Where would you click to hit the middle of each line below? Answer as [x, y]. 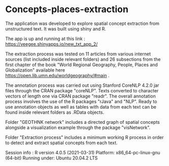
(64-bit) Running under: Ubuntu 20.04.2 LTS [52, 158]
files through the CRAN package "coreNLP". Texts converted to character [82, 90]
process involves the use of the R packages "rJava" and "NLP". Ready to [81, 101]
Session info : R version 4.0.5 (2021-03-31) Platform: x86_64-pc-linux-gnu [83, 152]
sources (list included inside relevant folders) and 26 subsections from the [83, 59]
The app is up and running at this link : [45, 39]
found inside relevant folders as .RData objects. [55, 112]
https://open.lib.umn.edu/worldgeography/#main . [58, 75]
